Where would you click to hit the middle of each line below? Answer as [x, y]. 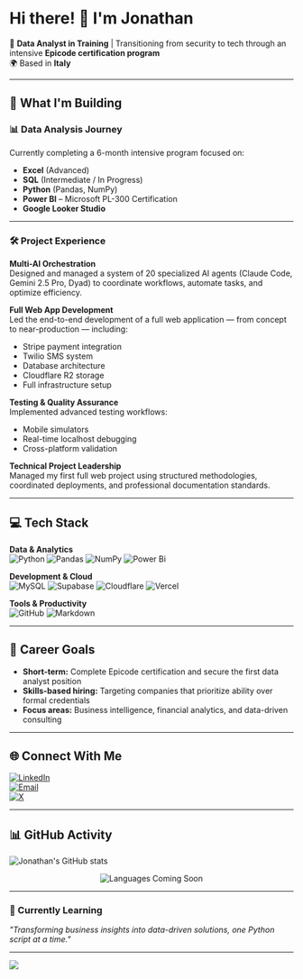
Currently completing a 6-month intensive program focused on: [127, 152]
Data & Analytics [41, 549]
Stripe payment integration [72, 346]
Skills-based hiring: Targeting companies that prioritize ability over [147, 691]
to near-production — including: [69, 329]
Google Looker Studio [64, 208]
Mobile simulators [55, 429]
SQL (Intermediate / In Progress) [83, 179]
